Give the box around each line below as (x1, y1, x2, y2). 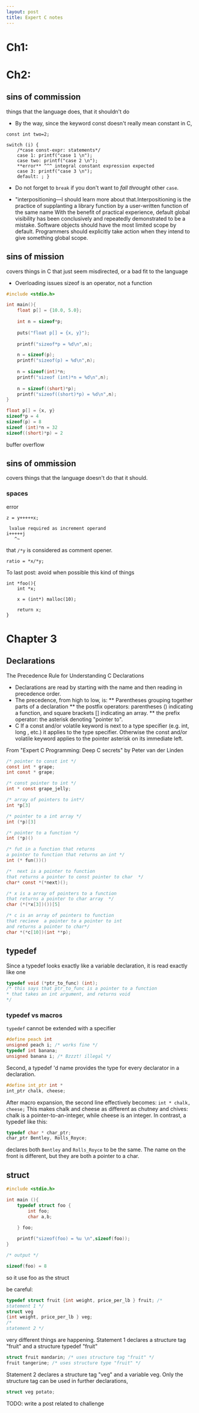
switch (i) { (6, 142, 39, 148)
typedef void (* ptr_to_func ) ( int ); (6, 980, 98, 986)
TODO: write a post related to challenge (6, 1400, 105, 1407)
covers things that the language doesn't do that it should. (6, 474, 148, 482)
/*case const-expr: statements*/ (17, 147, 101, 153)
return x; (17, 606, 42, 612)
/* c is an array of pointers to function (6, 913, 114, 919)
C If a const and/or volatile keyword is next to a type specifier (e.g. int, (14, 722, 189, 729)
